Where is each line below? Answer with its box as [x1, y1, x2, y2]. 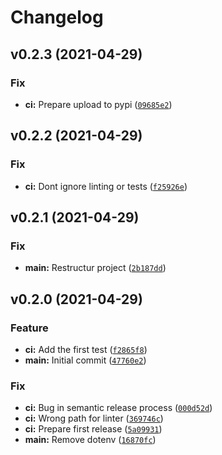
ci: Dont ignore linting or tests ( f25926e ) [24, 180, 188, 192]
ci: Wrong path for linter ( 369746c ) [24, 412, 164, 425]
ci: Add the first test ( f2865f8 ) [24, 343, 148, 355]
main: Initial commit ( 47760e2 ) [24, 354, 147, 366]
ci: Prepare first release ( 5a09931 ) [24, 423, 163, 435]
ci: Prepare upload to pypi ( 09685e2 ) [24, 98, 173, 110]
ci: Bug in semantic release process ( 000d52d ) [24, 402, 213, 414]
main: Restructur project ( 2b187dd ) [24, 262, 167, 274]
